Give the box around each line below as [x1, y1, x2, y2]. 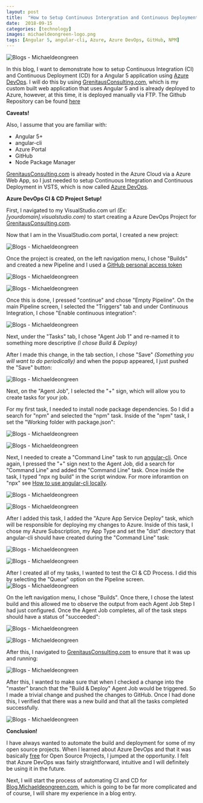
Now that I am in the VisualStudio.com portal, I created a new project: [6, 232, 179, 238]
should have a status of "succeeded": [6, 613, 100, 620]
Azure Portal [14, 146, 47, 153]
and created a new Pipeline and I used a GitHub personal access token [6, 261, 182, 268]
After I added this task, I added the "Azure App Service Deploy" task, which [6, 515, 194, 522]
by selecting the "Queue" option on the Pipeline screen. [6, 576, 145, 582]
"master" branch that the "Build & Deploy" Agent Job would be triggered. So [6, 685, 196, 691]
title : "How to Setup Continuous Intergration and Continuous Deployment [6, 15, 199, 21]
